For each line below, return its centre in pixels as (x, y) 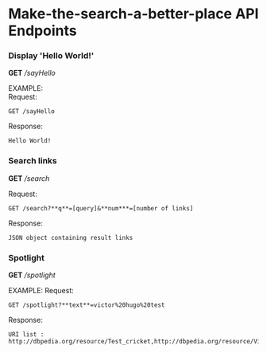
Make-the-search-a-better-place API (133, 14)
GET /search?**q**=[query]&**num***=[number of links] (101, 208)
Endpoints (43, 31)
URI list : (26, 335)
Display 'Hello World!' (51, 56)
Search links (33, 161)
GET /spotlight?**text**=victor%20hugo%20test (87, 305)
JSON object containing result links (71, 237)
